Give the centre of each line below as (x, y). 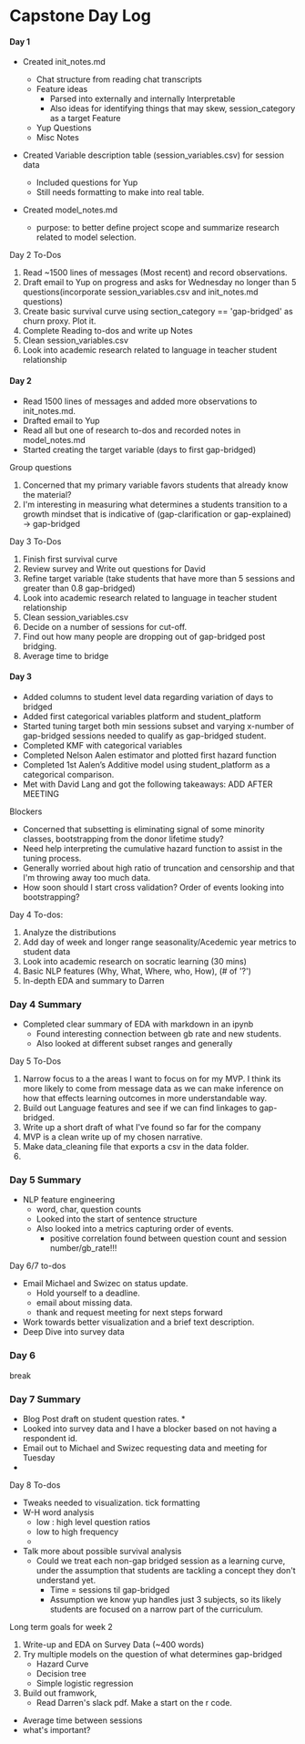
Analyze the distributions (69, 932)
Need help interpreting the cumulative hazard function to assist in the (152, 848)
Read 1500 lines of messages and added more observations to (140, 401)
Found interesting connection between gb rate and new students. (159, 1034)
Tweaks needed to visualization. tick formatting (111, 1502)
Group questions (41, 467)
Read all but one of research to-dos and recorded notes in (132, 430)
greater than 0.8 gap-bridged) (79, 588)
